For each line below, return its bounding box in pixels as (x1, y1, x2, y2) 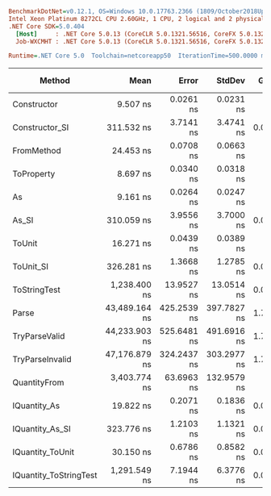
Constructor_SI (12, 122, 69, 133)
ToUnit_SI (12, 261, 48, 273)
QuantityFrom (12, 377, 65, 388)
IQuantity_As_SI (12, 423, 71, 435)
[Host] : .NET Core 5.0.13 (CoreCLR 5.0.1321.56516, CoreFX (15, 30, 236, 38)
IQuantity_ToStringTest (12, 469, 98, 481)
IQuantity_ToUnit (12, 447, 75, 458)
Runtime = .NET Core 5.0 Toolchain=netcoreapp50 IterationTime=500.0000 (8, 52, 258, 60)
